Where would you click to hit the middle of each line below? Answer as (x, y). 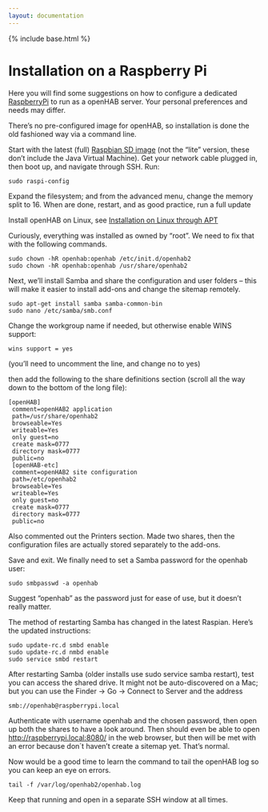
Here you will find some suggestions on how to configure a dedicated (123, 93)
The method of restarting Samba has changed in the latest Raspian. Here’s (131, 622)
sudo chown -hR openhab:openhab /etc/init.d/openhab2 (100, 258)
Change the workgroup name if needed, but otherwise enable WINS (120, 326)
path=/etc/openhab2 (44, 479)
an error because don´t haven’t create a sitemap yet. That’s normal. (119, 746)
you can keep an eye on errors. (60, 770)
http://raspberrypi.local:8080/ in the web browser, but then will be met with (132, 738)
